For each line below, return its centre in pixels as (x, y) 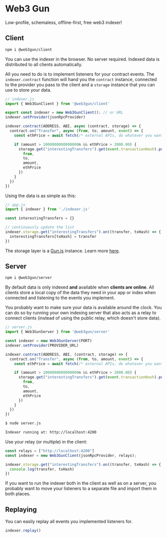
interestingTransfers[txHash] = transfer (53, 236)
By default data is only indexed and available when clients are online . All (80, 287)
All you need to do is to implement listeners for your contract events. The (80, 74)
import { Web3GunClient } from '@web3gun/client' (58, 104)
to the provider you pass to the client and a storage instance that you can (80, 85)
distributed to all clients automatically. (44, 64)
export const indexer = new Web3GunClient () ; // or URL (64, 112)
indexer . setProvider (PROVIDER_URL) (42, 345)
